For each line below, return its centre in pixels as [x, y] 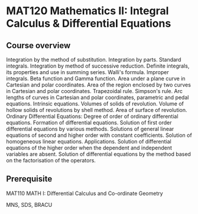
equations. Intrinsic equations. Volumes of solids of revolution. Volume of [95, 104]
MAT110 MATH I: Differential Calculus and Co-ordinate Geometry [85, 193]
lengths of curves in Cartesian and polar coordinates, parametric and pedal [98, 97]
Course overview [38, 45]
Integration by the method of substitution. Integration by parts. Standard [94, 60]
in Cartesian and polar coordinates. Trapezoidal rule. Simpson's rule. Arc [95, 91]
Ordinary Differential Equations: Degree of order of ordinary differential [92, 116]
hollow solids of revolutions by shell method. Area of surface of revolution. [97, 110]
